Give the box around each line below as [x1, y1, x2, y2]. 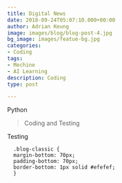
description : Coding [7, 74, 67, 81]
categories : [7, 42, 41, 49]
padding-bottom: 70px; [13, 158, 79, 165]
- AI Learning [7, 68, 48, 75]
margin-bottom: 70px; [13, 152, 76, 159]
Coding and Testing [23, 119, 81, 128]
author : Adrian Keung [7, 23, 70, 30]
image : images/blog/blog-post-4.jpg [7, 29, 112, 37]
